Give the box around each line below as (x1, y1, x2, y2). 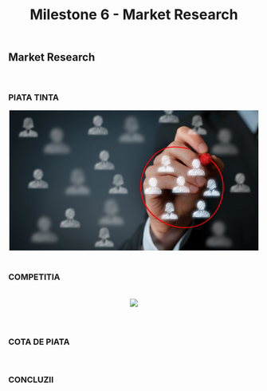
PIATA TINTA (8, 92, 60, 103)
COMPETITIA (8, 271, 61, 282)
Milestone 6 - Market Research (29, 6, 238, 24)
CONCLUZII (8, 373, 54, 385)
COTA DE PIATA (8, 336, 70, 347)
